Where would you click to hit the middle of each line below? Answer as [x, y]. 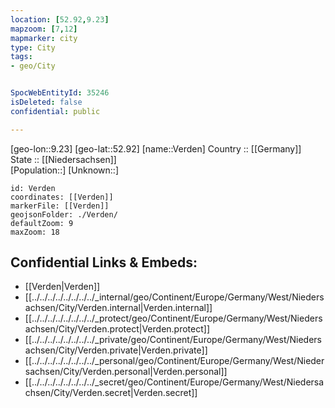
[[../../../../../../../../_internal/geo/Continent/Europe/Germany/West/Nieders [174, 297]
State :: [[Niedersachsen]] [63, 159]
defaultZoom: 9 [42, 223]
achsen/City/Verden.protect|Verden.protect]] [117, 329]
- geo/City [33, 66]
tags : [21, 57]
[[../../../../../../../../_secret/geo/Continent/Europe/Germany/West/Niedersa [174, 382]
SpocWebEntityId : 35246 [60, 93]
